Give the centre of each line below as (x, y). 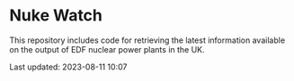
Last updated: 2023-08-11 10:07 (68, 67)
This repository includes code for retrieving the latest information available (147, 40)
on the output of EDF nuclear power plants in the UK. (107, 49)
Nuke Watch (56, 16)
